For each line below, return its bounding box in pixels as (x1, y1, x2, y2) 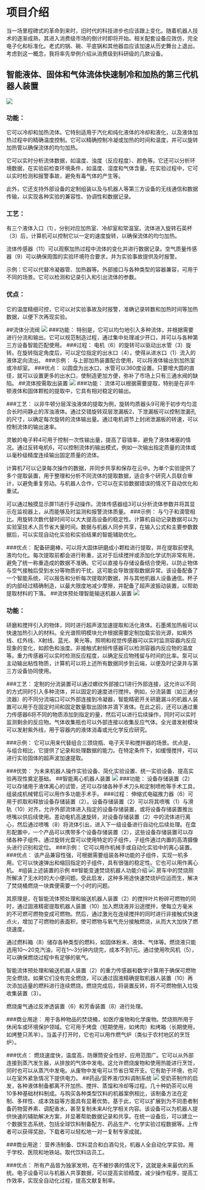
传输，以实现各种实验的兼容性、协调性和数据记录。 (6, 193, 134, 200)
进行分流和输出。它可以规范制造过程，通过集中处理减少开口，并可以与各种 (6, 334, 193, 341)
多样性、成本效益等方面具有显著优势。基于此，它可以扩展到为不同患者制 (16, 1097, 198, 1104)
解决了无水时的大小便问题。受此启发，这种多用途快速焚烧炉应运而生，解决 (11, 874, 198, 881)
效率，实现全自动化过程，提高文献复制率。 (11, 1177, 119, 1184)
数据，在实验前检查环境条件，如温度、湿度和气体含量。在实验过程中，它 (11, 164, 193, 172)
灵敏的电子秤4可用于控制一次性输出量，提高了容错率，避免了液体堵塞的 (6, 436, 186, 443)
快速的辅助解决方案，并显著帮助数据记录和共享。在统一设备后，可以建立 (11, 1112, 193, 1120)
